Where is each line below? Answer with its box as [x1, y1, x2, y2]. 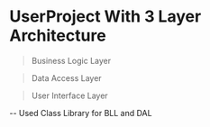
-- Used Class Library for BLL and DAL [9, 107, 152, 118]
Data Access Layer [31, 72, 102, 83]
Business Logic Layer [31, 55, 111, 66]
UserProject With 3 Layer [9, 6, 202, 27]
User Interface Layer [31, 90, 108, 101]
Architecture [9, 25, 106, 46]
